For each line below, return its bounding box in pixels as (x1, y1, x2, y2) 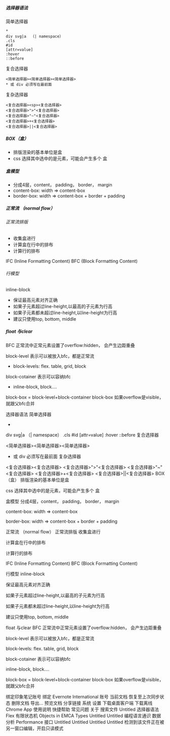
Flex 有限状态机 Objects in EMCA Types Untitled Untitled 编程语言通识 (6, 712, 151, 719)
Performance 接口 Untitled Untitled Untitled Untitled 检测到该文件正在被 (15, 719, 164, 725)
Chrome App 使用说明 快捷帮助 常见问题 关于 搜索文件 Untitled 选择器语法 (6, 706, 159, 712)
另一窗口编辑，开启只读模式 (6, 725, 64, 731)
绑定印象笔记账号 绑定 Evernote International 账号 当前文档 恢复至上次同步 (6, 693, 160, 700)
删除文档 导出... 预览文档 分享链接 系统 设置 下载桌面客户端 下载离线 (11, 700, 153, 706)
